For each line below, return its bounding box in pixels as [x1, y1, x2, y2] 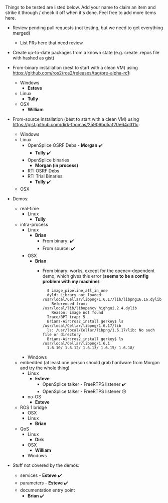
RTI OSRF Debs [27, 168, 60, 174]
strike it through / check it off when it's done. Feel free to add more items [5, 10, 156, 16]
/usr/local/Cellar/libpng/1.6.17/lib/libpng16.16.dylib [42, 297, 162, 302]
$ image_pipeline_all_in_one [47, 288, 108, 293]
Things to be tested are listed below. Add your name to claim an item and [5, 5, 156, 10]
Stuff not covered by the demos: [12, 462, 80, 468]
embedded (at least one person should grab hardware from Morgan [20, 360, 160, 365]
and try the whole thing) [20, 365, 70, 371]
